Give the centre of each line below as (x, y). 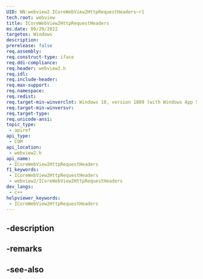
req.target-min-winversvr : (40, 108)
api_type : (19, 136)
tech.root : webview (31, 18)
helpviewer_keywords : (34, 198)
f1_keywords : (23, 170)
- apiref (20, 130)
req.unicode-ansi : (29, 119)
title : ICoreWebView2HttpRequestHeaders (58, 23)
